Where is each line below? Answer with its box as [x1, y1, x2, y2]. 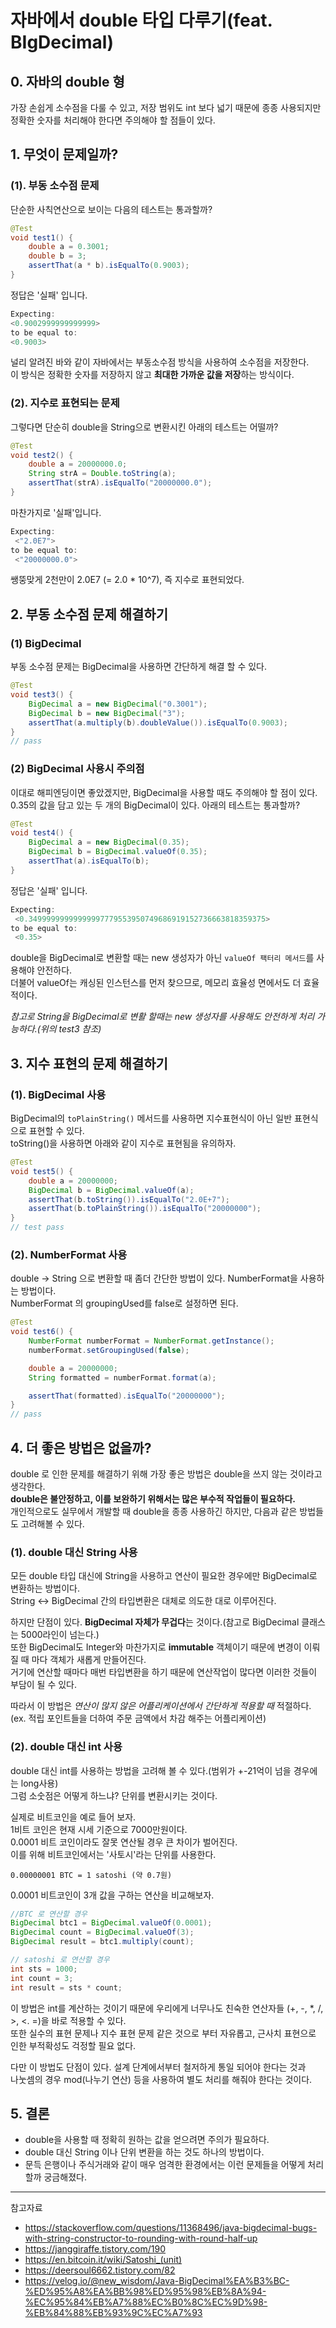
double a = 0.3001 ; [28, 242, 110, 252]
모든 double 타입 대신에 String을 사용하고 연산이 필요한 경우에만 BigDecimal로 [10, 1570, 318, 1582]
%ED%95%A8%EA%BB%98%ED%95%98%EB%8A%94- [24, 2286, 267, 2298]
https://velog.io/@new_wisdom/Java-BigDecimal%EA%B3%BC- [24, 2275, 290, 2287]
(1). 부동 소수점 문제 [10, 179, 100, 193]
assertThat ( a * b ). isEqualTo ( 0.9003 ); [28, 261, 190, 271]
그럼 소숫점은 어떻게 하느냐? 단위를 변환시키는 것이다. [10, 1789, 218, 1801]
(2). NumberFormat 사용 [10, 1247, 128, 1261]
